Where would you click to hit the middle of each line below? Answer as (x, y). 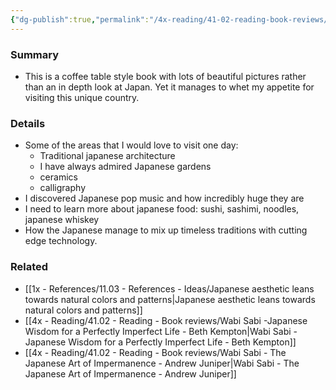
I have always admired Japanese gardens (125, 167)
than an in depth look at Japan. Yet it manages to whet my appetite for (169, 87)
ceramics (58, 177)
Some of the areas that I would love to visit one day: (131, 145)
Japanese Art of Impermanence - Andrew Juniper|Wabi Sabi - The (162, 363)
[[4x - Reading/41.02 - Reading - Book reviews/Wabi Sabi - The (155, 352)
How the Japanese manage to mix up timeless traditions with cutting (166, 230)
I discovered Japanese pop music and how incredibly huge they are (164, 198)
